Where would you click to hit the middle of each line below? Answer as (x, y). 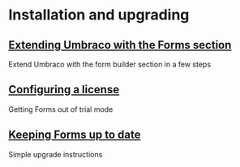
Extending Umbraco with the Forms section (120, 45)
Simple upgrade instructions (56, 154)
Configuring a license (64, 90)
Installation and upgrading (99, 15)
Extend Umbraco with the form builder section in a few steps (110, 64)
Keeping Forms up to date (75, 135)
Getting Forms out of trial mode (61, 109)
